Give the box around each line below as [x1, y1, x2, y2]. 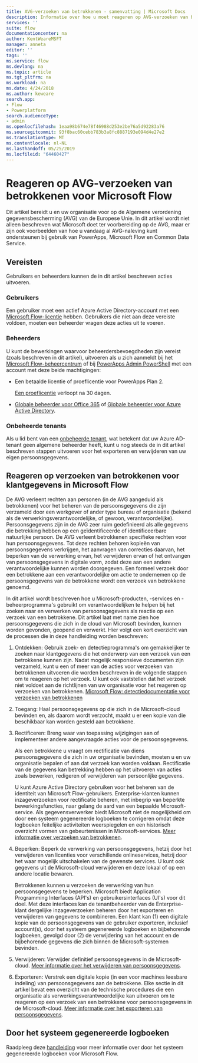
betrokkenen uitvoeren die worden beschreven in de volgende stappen [14, 669, 187, 676]
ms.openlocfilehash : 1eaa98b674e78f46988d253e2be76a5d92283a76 [6, 124, 165, 130]
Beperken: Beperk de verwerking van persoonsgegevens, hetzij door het [14, 845, 192, 852]
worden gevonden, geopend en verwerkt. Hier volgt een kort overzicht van [6, 626, 187, 633]
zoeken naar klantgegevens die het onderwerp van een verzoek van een [14, 650, 190, 657]
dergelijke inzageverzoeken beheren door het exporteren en [28, 906, 174, 914]
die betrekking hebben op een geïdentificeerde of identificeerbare [6, 527, 167, 534]
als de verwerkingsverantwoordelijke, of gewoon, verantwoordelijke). [6, 514, 174, 522]
